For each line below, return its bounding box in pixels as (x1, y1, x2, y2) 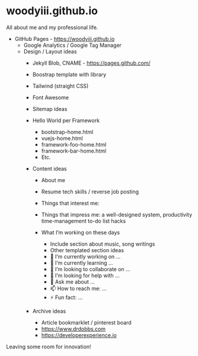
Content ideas (32, 165, 67, 172)
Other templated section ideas (50, 246, 124, 253)
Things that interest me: (41, 199, 100, 206)
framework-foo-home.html (41, 141, 107, 148)
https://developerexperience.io (41, 331, 117, 339)
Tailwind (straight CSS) (32, 82, 89, 90)
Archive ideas (32, 307, 66, 314)
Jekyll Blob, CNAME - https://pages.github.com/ (32, 59, 151, 66)
